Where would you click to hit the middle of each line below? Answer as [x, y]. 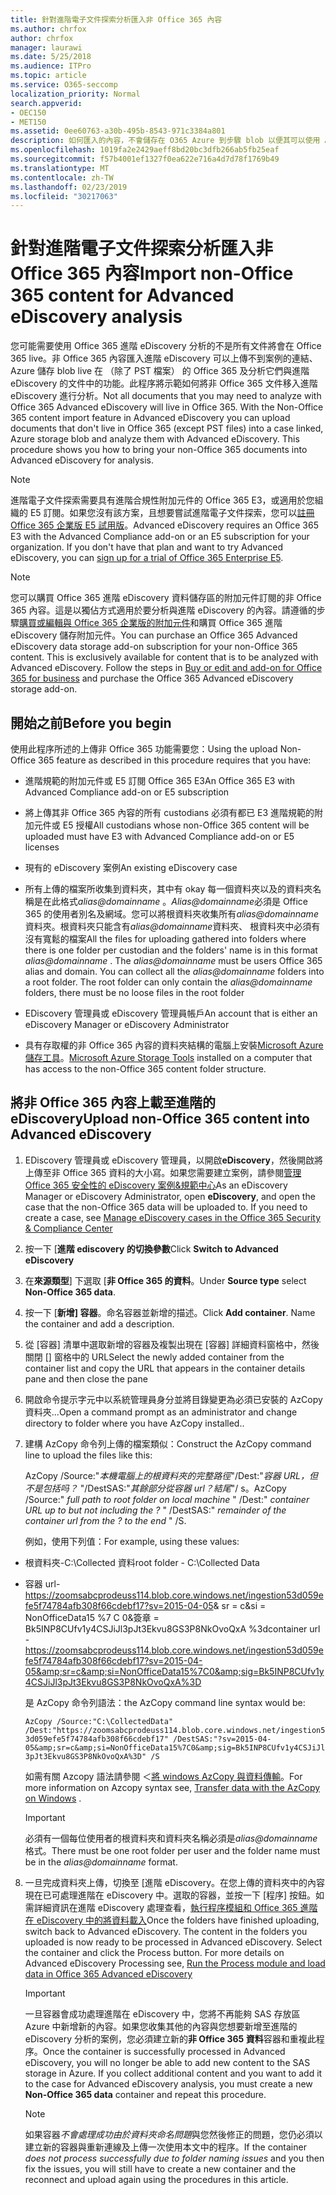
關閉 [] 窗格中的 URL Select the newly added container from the [154, 1357]
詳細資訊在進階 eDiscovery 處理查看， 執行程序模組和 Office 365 [165, 1907]
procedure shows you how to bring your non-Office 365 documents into [159, 450]
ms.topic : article [48, 76]
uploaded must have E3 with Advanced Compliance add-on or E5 [159, 836]
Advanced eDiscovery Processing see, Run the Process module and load [175, 1963]
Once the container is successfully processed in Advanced [164, 2051]
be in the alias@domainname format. [101, 1862]
